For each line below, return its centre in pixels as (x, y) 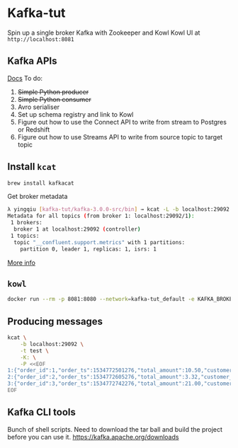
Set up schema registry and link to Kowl (75, 114)
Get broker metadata (38, 197)
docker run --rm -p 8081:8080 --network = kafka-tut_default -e (101, 299)
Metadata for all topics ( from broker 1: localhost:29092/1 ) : (101, 216)
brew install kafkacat (41, 183)
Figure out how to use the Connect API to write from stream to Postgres (122, 122)
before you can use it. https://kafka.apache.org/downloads (93, 437)
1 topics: (25, 236)
